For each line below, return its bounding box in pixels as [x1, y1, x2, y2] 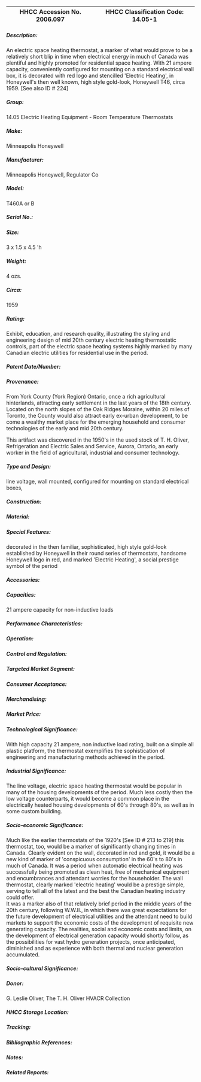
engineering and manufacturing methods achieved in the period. [6, 753, 165, 761]
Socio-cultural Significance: [6, 965, 78, 972]
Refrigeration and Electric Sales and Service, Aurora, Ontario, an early [6, 443, 178, 450]
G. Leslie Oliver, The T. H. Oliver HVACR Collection [6, 995, 130, 1002]
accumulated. [6, 951, 40, 958]
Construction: [6, 498, 42, 505]
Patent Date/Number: [6, 363, 61, 370]
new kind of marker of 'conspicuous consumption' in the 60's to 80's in [6, 856, 182, 862]
